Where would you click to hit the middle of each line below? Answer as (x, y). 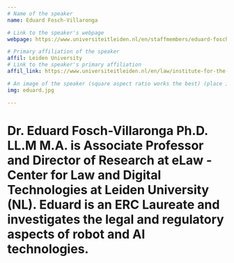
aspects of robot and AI (76, 234)
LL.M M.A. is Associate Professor (106, 145)
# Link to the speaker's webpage (56, 33)
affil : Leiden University (45, 58)
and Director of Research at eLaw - (110, 160)
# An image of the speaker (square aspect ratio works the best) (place (115, 83)
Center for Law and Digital (84, 175)
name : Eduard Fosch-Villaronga (53, 20)
